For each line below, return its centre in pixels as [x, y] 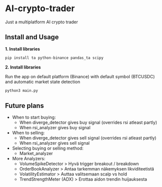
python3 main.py [21, 90]
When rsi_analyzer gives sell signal [54, 143]
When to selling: [28, 133]
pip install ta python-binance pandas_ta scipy [54, 58]
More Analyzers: [29, 159]
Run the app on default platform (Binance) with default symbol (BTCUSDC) [80, 76]
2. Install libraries [23, 67]
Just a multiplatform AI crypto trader [41, 22]
